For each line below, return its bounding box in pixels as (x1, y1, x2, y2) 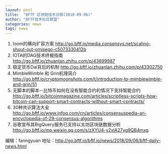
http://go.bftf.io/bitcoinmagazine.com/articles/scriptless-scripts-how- (12, 93, 158, 99)
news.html (5, 143, 27, 149)
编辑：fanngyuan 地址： (5, 137, 55, 144)
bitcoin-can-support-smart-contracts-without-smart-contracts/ (12, 98, 145, 105)
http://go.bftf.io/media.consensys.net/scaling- (55, 41, 151, 47)
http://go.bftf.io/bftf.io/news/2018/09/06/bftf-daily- (55, 137, 161, 144)
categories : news (5, 21, 42, 27)
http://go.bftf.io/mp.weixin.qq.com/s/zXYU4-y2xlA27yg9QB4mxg (12, 127, 149, 133)
